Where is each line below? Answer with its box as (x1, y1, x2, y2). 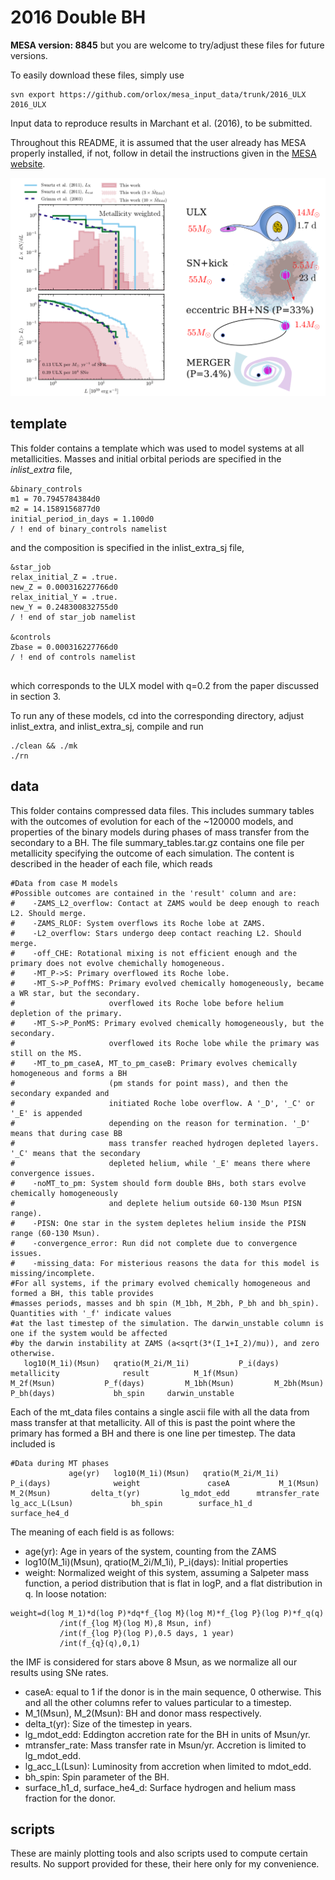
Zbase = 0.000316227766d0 (10, 642, 118, 652)
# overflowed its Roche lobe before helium (10, 998, 284, 1008)
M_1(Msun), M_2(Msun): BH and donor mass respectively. (24, 1707, 262, 1719)
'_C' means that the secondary (10, 1148, 141, 1158)
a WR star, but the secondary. (10, 988, 141, 998)
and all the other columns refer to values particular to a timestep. (24, 1696, 292, 1708)
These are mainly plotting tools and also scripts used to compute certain (10, 1847, 308, 1860)
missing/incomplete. (10, 1268, 97, 1278)
